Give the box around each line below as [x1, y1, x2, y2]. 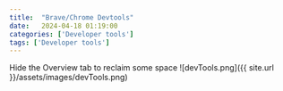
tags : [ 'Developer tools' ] [9, 37, 110, 47]
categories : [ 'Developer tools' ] [9, 29, 134, 38]
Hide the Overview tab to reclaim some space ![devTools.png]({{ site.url [9, 62, 275, 73]
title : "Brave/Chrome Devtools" [9, 12, 134, 22]
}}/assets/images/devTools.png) [9, 72, 128, 83]
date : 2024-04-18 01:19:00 [9, 21, 118, 30]
